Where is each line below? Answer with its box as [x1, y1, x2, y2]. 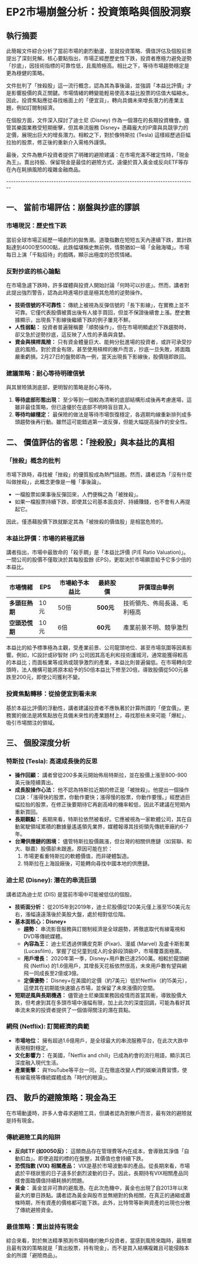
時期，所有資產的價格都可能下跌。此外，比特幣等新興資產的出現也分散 [19, 1199, 190, 1206]
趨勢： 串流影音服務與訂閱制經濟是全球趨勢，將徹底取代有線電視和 [23, 925, 186, 932]
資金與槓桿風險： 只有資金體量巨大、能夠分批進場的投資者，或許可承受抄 [14, 338, 192, 345]
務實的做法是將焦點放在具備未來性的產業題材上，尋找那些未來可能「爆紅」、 [6, 711, 190, 719]
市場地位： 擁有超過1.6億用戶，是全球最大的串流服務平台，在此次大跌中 [14, 1037, 189, 1044]
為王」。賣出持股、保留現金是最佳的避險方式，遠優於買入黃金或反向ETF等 [6, 159, 184, 166]
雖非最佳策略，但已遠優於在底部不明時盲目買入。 [14, 404, 134, 411]
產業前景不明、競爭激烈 [123, 623, 189, 632]
